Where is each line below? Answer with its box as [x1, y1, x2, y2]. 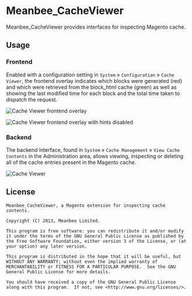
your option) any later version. [6, 243, 88, 249]
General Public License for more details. [6, 269, 111, 275]
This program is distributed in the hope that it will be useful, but [6, 253, 181, 259]
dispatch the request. [6, 96, 57, 103]
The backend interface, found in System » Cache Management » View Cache [6, 146, 180, 153]
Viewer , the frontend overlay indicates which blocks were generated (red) [6, 77, 183, 84]
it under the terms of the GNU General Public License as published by [6, 233, 184, 239]
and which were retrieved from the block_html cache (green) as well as [6, 83, 177, 90]
